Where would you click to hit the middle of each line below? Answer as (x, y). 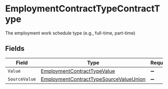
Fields (15, 48)
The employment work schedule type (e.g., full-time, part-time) (70, 33)
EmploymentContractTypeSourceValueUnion (93, 79)
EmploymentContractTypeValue (78, 71)
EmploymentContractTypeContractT (83, 9)
